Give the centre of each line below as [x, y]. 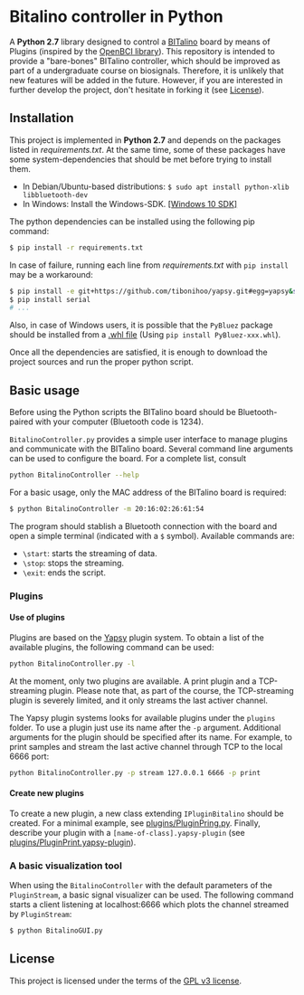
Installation [42, 118]
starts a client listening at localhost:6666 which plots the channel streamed [149, 905]
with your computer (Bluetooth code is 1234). [119, 422]
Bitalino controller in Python [116, 17]
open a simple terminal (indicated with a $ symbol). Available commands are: [152, 535]
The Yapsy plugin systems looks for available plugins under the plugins [142, 717]
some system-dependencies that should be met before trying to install [141, 159]
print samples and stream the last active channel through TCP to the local [146, 746]
